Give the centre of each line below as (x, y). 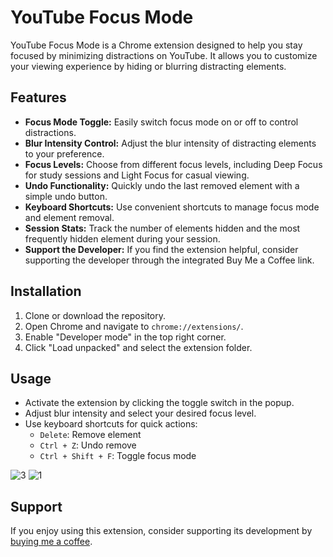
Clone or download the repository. (95, 315)
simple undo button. (66, 196)
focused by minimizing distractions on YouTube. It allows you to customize (164, 55)
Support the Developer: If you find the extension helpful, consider (161, 249)
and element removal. (69, 217)
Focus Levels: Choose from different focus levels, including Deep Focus (173, 164)
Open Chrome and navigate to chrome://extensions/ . (134, 326)
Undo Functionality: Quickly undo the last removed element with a (162, 185)
